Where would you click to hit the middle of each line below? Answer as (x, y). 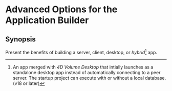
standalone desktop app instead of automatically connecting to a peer (87, 72)
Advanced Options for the (61, 9)
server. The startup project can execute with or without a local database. (89, 78)
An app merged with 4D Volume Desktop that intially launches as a (83, 67)
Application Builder (47, 20)
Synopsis (20, 39)
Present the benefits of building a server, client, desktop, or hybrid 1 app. (81, 52)
